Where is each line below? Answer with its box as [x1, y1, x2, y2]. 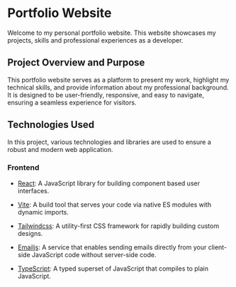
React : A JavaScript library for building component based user [17, 179, 201, 188]
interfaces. [17, 186, 50, 195]
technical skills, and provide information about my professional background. [7, 83, 229, 92]
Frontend [7, 163, 40, 173]
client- [208, 243, 227, 251]
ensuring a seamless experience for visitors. [7, 98, 137, 107]
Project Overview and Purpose [7, 57, 145, 69]
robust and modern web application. [7, 145, 113, 153]
